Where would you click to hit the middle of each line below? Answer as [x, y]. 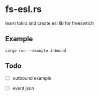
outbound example [32, 78]
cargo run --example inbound [36, 51]
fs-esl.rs [23, 9]
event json [23, 88]
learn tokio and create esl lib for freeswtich [50, 23]
